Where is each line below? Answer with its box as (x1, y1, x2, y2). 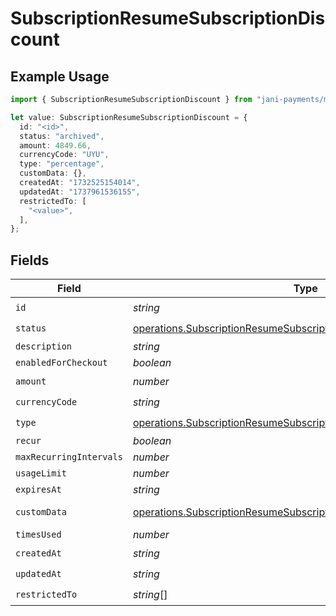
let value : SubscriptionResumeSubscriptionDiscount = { (10, 112, 248, 122)
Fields (10, 252, 50, 269)
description (15, 341, 73, 352)
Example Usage (10, 68, 110, 85)
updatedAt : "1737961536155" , (19, 187, 141, 197)
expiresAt (15, 484, 62, 496)
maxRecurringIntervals (15, 452, 123, 463)
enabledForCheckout (15, 357, 108, 369)
